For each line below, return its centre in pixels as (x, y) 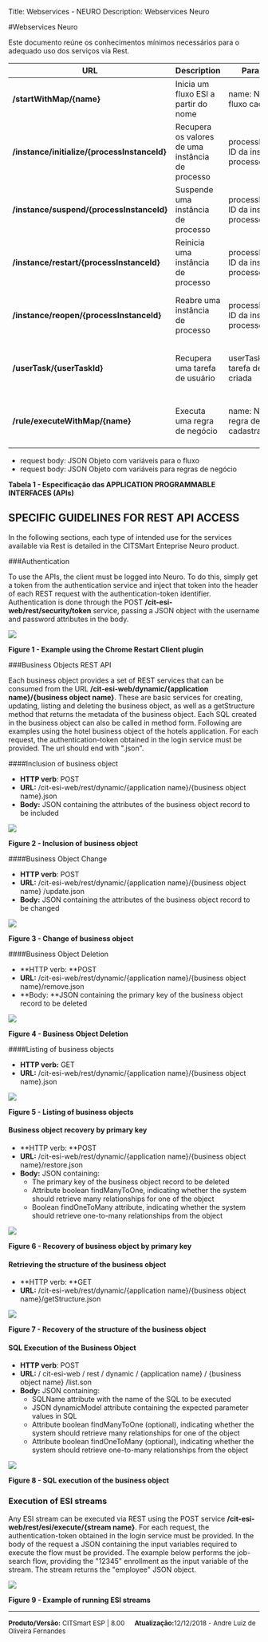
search (20, 1561)
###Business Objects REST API (60, 664)
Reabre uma (198, 300)
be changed (39, 908)
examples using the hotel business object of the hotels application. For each (133, 731)
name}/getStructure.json (60, 1299)
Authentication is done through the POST (76, 602)
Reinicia (190, 242)
